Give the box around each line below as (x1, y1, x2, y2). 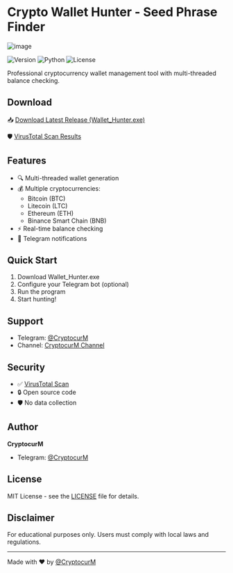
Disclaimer (7, 512, 55, 524)
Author (7, 421, 38, 433)
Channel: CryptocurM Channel (17, 341, 105, 350)
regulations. (7, 537, 42, 547)
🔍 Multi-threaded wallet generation (17, 173, 119, 182)
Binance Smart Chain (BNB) (27, 217, 107, 225)
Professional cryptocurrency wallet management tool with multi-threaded (7, 69, 216, 77)
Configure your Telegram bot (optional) (17, 280, 130, 289)
